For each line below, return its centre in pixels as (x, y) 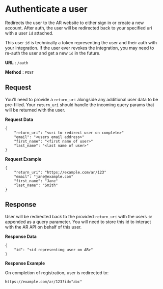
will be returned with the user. (35, 110)
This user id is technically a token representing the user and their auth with (81, 42)
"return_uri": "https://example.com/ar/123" (60, 172)
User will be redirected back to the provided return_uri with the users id (79, 216)
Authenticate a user (46, 9)
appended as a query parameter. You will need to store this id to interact (78, 222)
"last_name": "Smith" (36, 185)
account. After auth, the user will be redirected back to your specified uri (79, 28)
